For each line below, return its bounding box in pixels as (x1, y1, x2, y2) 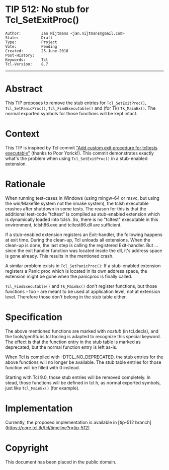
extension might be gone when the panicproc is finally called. (5, 273, 132, 279)
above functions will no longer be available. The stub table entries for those (5, 359, 162, 365)
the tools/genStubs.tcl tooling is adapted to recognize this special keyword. (5, 333, 161, 339)
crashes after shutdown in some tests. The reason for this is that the (5, 205, 147, 212)
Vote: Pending (5, 44, 57, 49)
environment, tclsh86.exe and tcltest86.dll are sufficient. (5, 221, 122, 227)
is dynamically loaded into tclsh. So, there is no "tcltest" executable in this (5, 216, 158, 222)
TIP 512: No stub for (5, 4, 90, 15)
